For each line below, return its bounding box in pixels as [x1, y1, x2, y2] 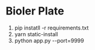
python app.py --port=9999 [14, 37, 84, 44]
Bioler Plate [5, 4, 65, 18]
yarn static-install [14, 30, 58, 37]
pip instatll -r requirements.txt [14, 24, 89, 31]
